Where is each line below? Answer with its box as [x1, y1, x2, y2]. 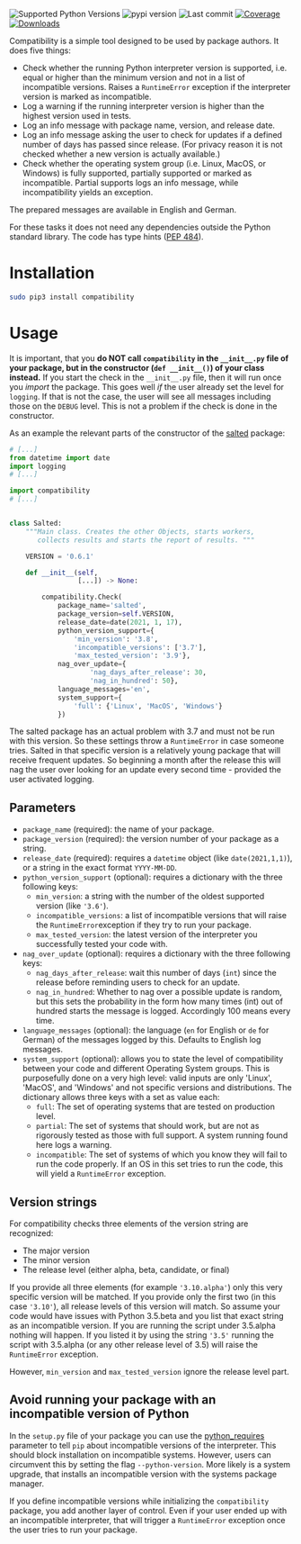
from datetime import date [9, 453, 111, 463]
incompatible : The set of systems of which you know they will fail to [35, 1149, 288, 1160]
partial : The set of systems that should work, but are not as [35, 1121, 260, 1132]
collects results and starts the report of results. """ [37, 536, 255, 545]
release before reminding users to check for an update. [35, 977, 241, 988]
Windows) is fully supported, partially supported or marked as [22, 167, 252, 178]
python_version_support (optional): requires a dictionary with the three [22, 871, 283, 882]
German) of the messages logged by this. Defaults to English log [22, 1034, 261, 1045]
